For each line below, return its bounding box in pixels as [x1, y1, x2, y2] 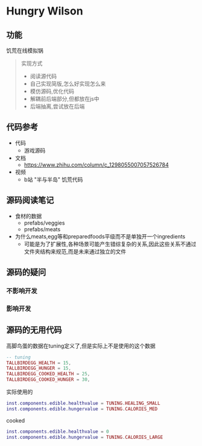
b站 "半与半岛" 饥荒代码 [24, 176, 83, 183]
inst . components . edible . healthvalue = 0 [6, 428, 110, 435]
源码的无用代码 [6, 325, 62, 336]
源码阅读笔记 [6, 195, 54, 206]
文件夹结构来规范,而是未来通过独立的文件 [24, 247, 127, 255]
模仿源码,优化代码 [30, 88, 74, 95]
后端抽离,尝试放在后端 [30, 103, 85, 110]
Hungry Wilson [6, 4, 83, 18]
